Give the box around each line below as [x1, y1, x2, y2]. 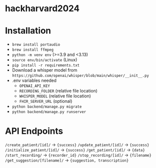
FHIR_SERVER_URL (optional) [19, 98, 73, 104]
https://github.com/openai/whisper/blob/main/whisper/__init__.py [12, 74, 149, 78]
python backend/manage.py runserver [12, 110, 86, 114]
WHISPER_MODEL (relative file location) [19, 93, 91, 99]
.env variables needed [12, 77, 57, 83]
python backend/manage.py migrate [12, 104, 82, 110]
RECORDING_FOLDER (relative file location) [19, 88, 98, 94]
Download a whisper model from [12, 67, 78, 73]
